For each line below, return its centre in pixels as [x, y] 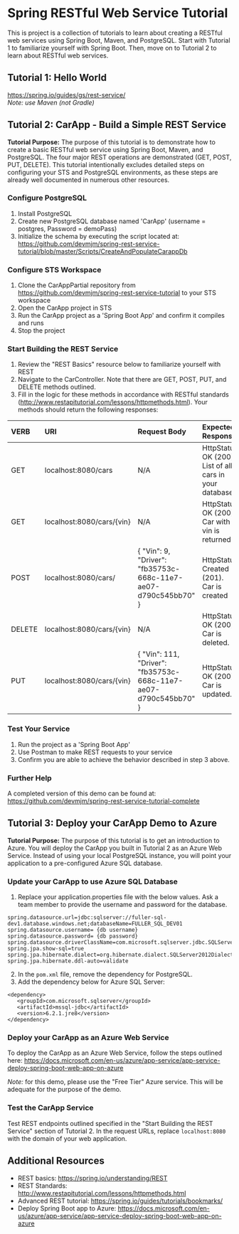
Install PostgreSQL [45, 213]
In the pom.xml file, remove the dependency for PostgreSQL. [105, 975]
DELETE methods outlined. [57, 387]
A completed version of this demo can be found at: [82, 793]
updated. [217, 694]
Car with [216, 522]
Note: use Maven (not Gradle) [51, 102]
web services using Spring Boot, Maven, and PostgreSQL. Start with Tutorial [119, 40]
